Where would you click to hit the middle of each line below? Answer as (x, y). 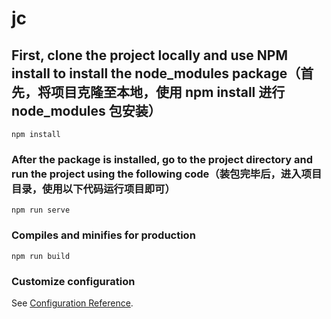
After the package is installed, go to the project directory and (162, 159)
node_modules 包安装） (86, 110)
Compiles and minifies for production (103, 235)
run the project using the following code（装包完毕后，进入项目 (167, 174)
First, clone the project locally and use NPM (150, 55)
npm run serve (41, 210)
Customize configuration (73, 281)
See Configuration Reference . (72, 303)
